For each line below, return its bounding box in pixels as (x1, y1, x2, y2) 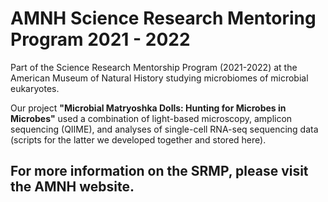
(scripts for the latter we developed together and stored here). (10, 133, 267, 146)
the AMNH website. (10, 178, 135, 196)
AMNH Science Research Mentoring (10, 7, 317, 30)
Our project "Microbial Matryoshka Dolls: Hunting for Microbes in (10, 102, 287, 114)
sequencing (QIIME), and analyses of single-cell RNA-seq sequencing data (10, 123, 319, 135)
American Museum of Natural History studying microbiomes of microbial (10, 72, 309, 84)
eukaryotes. (10, 82, 60, 94)
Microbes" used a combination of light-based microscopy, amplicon (10, 112, 293, 124)
